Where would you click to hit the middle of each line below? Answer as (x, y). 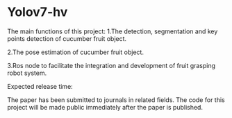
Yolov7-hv (38, 12)
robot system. (27, 73)
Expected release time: (40, 86)
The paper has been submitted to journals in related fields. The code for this (116, 100)
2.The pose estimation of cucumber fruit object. (76, 52)
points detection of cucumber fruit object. (67, 38)
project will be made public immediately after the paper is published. (105, 107)
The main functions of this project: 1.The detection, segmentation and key (113, 31)
